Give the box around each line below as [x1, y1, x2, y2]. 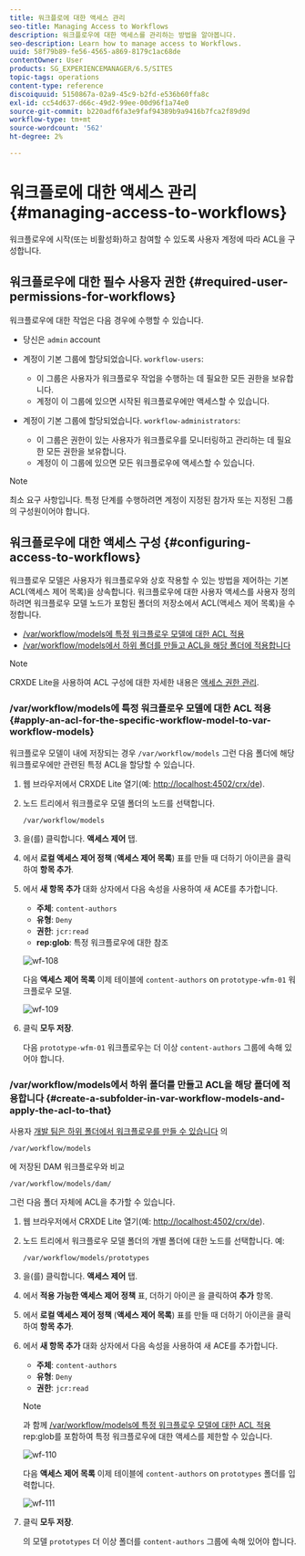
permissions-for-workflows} [9, 289, 177, 305]
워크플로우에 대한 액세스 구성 [9, 535, 162, 550]
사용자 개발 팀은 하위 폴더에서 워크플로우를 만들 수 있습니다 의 [9, 1126, 229, 1137]
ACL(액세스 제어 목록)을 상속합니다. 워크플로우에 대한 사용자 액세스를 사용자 [9, 586, 280, 598]
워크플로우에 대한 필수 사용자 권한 [9, 275, 187, 290]
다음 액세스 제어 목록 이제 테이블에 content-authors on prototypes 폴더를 [22, 1468, 287, 1479]
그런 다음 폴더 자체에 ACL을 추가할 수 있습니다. [9, 1196, 176, 1207]
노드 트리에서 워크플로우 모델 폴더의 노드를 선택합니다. [22, 798, 216, 809]
